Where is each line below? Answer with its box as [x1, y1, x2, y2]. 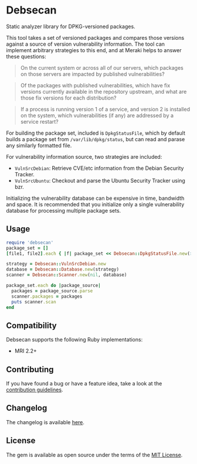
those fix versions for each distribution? [20, 94, 117, 101]
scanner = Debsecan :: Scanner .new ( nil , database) [6, 272, 127, 278]
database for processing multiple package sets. [6, 207, 121, 214]
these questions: [6, 53, 46, 60]
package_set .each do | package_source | [6, 282, 101, 288]
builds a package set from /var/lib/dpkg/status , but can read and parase [6, 135, 185, 142]
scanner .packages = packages [11, 294, 83, 299]
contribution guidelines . [6, 386, 63, 393]
